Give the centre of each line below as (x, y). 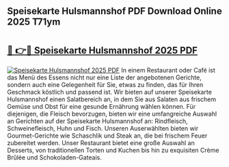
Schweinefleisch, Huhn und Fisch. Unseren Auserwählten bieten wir (103, 128)
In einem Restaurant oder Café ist (168, 70)
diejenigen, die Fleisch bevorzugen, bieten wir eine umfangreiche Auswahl (112, 114)
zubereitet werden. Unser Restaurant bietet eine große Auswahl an (101, 143)
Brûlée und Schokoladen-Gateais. (55, 157)
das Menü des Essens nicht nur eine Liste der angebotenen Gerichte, (104, 77)
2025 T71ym (34, 22)
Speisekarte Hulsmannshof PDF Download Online (114, 11)
